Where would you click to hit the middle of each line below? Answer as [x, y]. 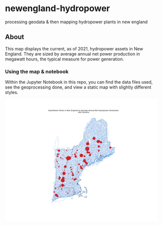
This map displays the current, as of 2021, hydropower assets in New [74, 48]
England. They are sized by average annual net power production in [73, 54]
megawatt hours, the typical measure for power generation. [65, 59]
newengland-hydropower [57, 8]
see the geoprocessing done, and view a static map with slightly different [78, 87]
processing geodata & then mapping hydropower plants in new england [76, 22]
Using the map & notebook [37, 72]
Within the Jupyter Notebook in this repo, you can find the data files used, [79, 82]
